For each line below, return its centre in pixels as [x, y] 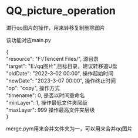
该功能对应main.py [28, 40]
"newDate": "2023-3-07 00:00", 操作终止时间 [61, 81]
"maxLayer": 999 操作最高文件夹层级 [51, 110]
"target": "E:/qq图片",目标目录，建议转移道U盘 [62, 66]
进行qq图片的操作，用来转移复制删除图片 [56, 27]
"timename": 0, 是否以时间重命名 [46, 95]
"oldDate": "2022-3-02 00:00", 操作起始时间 [60, 73]
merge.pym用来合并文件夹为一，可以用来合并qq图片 [69, 128]
